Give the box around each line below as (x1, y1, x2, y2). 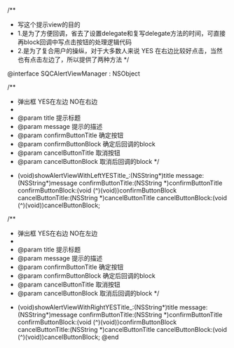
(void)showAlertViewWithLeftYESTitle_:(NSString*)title (17, 172, 174, 179)
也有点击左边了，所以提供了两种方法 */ (17, 55, 130, 64)
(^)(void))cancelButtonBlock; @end (17, 333, 119, 341)
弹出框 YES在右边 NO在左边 (17, 229, 98, 237)
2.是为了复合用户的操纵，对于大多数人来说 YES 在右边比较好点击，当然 (17, 47, 223, 55)
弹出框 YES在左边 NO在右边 (17, 97, 98, 106)
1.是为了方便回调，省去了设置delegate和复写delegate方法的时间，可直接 (17, 29, 226, 37)
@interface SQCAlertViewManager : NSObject (7, 69, 140, 78)
